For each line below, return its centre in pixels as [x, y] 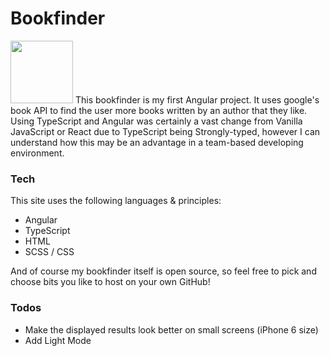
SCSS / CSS [49, 252]
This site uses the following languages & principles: [116, 201]
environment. [37, 153]
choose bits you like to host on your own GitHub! [110, 282]
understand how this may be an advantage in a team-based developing [157, 142]
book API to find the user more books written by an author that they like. [159, 110]
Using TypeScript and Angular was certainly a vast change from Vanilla [156, 121]
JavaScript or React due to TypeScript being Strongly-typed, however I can [165, 131]
